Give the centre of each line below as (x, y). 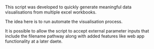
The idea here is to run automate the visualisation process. (64, 22)
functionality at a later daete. (34, 41)
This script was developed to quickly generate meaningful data (68, 7)
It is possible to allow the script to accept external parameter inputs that (77, 31)
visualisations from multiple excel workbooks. (51, 12)
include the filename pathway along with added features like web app (75, 36)
